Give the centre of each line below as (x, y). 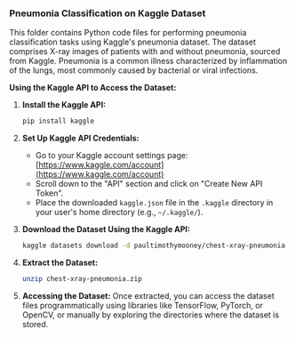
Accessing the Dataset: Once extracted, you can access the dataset (148, 295)
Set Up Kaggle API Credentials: (80, 138)
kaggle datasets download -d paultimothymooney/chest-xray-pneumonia (154, 246)
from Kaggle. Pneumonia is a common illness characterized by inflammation (148, 61)
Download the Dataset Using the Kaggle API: (106, 229)
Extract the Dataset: (60, 263)
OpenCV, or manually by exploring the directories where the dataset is (151, 315)
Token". (49, 193)
